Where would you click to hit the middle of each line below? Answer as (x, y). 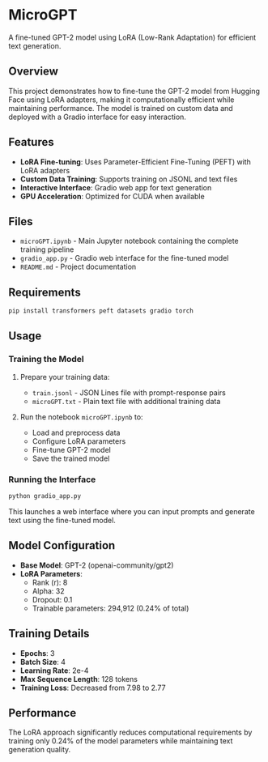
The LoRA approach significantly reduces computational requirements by (130, 732)
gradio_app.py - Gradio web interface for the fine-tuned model (124, 258)
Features (31, 142)
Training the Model (46, 360)
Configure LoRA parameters (79, 441)
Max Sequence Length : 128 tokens (79, 679)
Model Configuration (62, 545)
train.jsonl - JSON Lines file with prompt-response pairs (129, 392)
